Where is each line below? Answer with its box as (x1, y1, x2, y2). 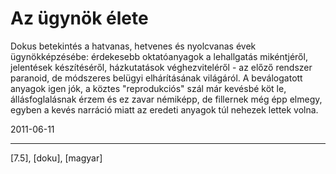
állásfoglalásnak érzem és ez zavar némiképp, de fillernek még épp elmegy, (10, 93, 323, 105)
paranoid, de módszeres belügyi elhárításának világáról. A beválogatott (10, 72, 303, 84)
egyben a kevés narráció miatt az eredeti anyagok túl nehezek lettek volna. (10, 103, 319, 116)
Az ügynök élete (10, 7, 149, 30)
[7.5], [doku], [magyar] (10, 152, 103, 164)
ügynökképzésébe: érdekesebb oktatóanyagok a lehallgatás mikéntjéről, (10, 50, 308, 62)
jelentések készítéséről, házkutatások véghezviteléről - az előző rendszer (10, 61, 313, 73)
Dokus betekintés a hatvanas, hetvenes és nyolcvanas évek (10, 40, 257, 52)
